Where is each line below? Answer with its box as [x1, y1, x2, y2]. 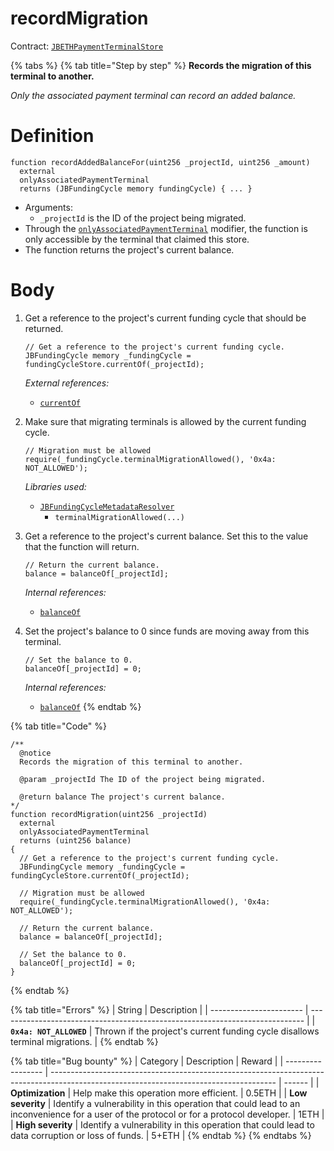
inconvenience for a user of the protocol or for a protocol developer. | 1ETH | [10, 1108, 325, 1120]
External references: [24, 377, 110, 389]
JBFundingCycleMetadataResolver [39, 502, 175, 512]
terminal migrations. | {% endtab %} [10, 1035, 159, 1047]
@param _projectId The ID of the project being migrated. [19, 774, 267, 784]
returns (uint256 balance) [19, 835, 132, 846]
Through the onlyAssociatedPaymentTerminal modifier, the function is [24, 222, 308, 234]
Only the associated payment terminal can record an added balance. [10, 89, 297, 101]
